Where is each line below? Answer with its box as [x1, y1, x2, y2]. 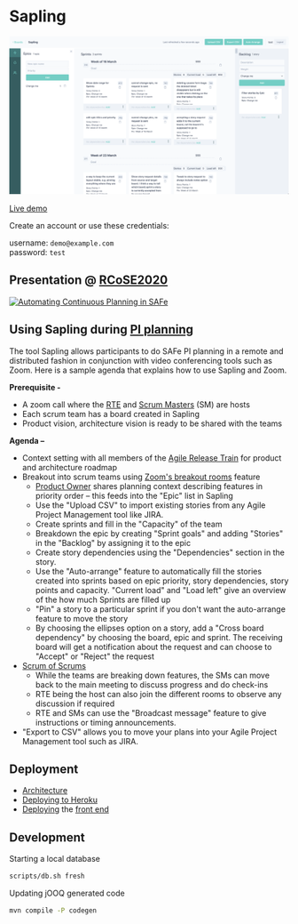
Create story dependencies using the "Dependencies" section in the [35, 547, 286, 558]
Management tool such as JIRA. [21, 735, 139, 746]
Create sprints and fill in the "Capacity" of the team [35, 518, 223, 529]
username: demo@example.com [9, 237, 114, 248]
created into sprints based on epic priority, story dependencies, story [35, 575, 289, 586]
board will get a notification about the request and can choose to [35, 641, 272, 652]
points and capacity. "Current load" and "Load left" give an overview [35, 584, 286, 595]
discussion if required [35, 698, 115, 709]
